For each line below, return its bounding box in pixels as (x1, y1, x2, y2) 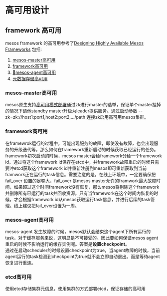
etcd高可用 (5, 273, 32, 280)
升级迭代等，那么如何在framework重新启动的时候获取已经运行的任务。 (13, 146, 159, 152)
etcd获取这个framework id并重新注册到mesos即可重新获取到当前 (13, 165, 147, 171)
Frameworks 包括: (5, 46, 42, 52)
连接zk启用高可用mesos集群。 (86, 114, 149, 120)
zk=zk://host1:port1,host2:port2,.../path (5, 114, 86, 120)
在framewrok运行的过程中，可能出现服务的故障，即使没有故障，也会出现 (5, 140, 155, 146)
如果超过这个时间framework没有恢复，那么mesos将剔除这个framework (13, 184, 160, 190)
